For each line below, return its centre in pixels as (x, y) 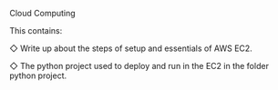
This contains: (36, 30)
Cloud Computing (42, 13)
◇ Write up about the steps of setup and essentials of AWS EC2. (131, 48)
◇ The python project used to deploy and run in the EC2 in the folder (139, 66)
